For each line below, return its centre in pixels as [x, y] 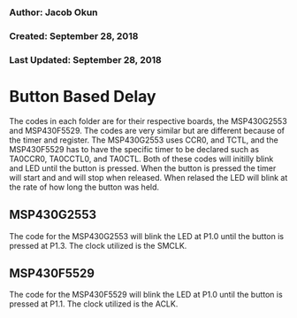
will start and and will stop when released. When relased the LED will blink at [148, 177]
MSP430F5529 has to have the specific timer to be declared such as [134, 149]
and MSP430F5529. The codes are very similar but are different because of [147, 130]
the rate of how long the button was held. [84, 187]
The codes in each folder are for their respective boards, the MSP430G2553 [148, 120]
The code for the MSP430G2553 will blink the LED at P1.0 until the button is [147, 236]
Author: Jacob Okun [54, 12]
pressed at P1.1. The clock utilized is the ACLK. [94, 304]
